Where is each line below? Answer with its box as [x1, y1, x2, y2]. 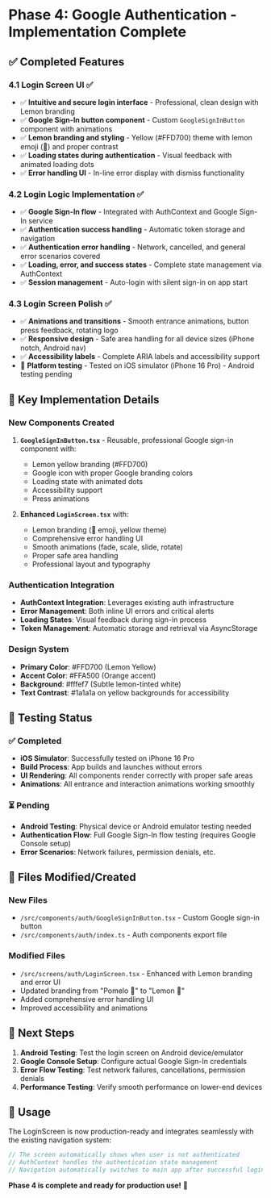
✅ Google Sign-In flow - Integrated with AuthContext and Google [19, 207, 238, 217]
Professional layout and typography [31, 559, 151, 570]
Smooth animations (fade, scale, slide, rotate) [31, 542, 183, 552]
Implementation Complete [8, 23, 187, 41]
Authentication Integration [8, 579, 115, 591]
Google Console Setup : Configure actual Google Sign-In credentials [19, 1056, 248, 1066]
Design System [8, 644, 69, 655]
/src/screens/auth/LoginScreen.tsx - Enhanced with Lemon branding [19, 968, 252, 978]
